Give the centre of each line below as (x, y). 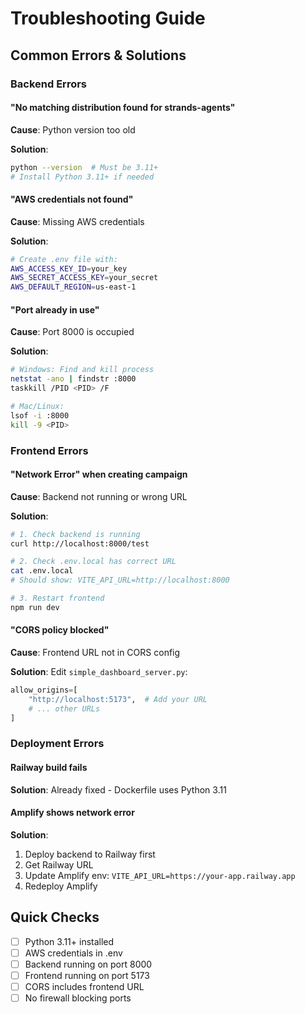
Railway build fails (49, 768)
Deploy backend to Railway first (90, 854)
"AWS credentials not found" (72, 199)
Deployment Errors (57, 744)
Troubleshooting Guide (108, 18)
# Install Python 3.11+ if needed (82, 177)
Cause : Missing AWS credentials (77, 221)
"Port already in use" (55, 309)
